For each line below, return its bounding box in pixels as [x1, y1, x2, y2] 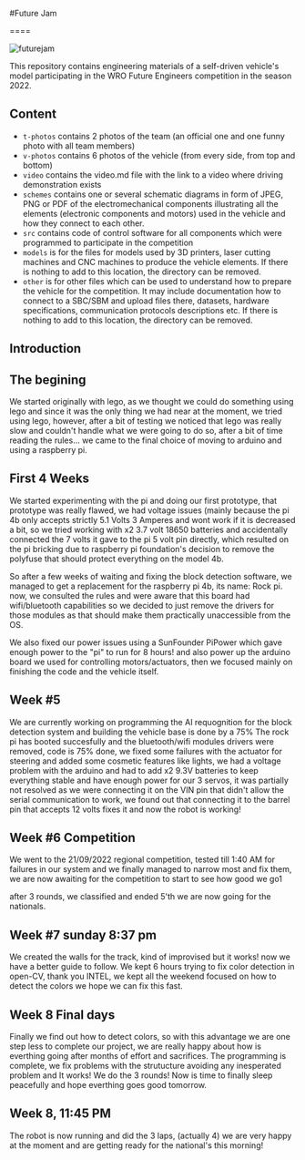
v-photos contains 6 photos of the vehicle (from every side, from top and [22, 149, 296, 160]
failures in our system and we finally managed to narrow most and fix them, [9, 864, 292, 875]
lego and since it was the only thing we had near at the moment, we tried [9, 405, 283, 417]
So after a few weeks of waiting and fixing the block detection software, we [9, 570, 293, 581]
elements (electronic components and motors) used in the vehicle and [22, 208, 286, 219]
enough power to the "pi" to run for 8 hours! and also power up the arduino [9, 646, 291, 657]
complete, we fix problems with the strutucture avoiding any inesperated [9, 1061, 282, 1072]
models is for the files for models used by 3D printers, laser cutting [22, 246, 271, 258]
